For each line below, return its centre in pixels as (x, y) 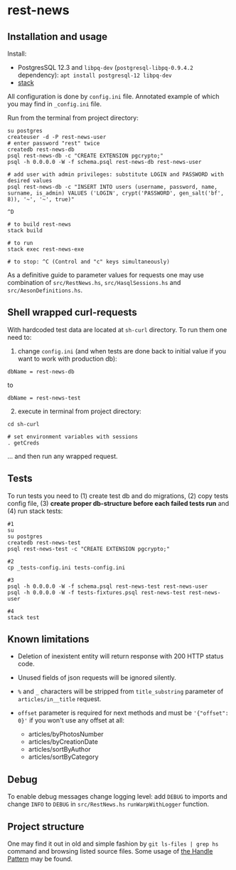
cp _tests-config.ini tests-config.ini (66, 568)
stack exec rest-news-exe (45, 249)
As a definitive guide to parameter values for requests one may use (106, 275)
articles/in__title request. (59, 699)
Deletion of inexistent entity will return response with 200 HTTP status (120, 656)
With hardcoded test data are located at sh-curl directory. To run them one (117, 329)
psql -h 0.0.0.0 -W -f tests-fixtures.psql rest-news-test (97, 592)
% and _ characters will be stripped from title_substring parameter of (120, 692)
